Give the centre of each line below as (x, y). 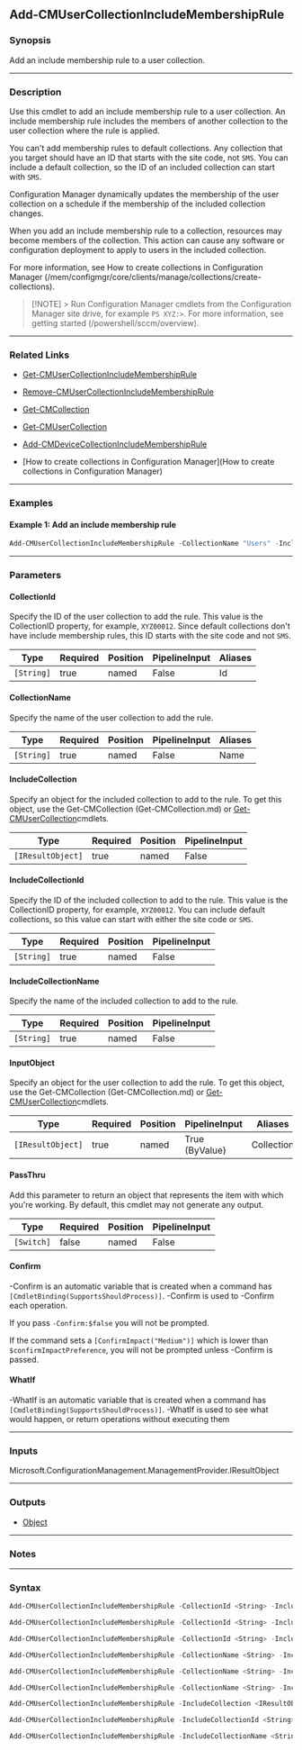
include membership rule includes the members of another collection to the (149, 121)
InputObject (32, 1063)
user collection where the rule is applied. (84, 131)
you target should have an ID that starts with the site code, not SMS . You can (149, 158)
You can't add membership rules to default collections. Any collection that (146, 148)
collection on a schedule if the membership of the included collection (138, 204)
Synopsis (30, 41)
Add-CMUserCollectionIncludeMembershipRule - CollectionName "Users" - (144, 544)
